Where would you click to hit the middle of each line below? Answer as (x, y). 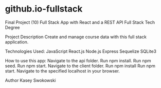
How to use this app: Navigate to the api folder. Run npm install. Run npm (78, 60)
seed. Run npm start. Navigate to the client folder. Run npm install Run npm (80, 66)
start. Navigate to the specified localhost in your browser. (63, 71)
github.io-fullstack (44, 9)
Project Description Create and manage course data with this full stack (76, 37)
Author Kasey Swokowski (30, 80)
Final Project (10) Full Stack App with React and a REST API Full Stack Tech (80, 22)
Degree (13, 27)
